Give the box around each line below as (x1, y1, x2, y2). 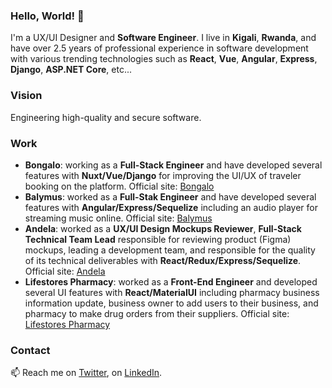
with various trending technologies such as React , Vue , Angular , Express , (10, 53, 318, 65)
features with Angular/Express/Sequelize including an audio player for (24, 201, 319, 213)
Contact (10, 343, 51, 357)
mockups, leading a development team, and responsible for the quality (24, 244, 316, 256)
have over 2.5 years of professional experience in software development (10, 42, 309, 54)
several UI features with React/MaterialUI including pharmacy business (24, 286, 320, 298)
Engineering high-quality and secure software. (10, 111, 202, 123)
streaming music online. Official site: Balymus (24, 212, 213, 224)
